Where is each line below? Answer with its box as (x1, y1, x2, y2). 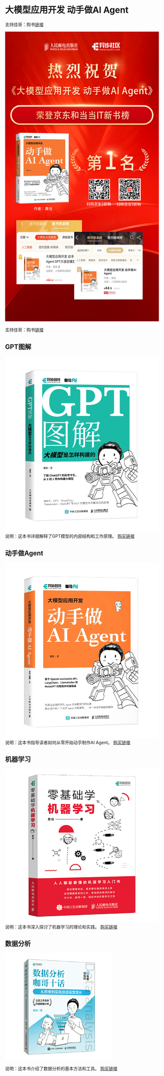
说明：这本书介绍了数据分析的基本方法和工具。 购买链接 (5, 1065, 118, 1071)
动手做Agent (5, 549, 43, 557)
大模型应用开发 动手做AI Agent (5, 4, 129, 16)
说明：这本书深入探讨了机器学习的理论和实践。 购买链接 (5, 924, 118, 929)
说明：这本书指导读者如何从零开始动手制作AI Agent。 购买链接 (5, 739, 131, 745)
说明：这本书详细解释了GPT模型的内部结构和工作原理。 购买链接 (5, 533, 135, 539)
